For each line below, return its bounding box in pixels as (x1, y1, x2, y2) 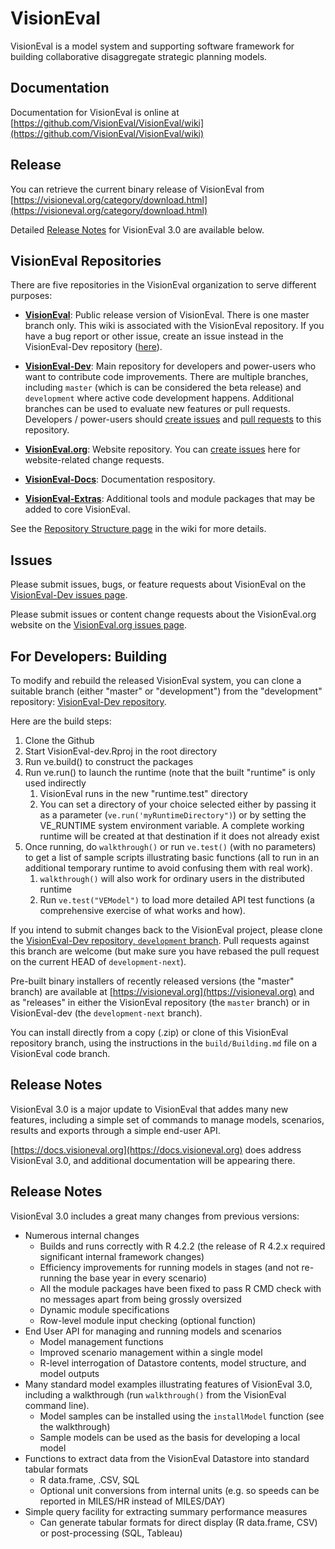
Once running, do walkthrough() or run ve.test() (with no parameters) (24, 841, 317, 852)
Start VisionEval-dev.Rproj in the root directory (24, 745, 218, 757)
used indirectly (24, 777, 87, 789)
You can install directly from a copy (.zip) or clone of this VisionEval (10, 1027, 289, 1038)
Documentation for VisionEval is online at (10, 106, 180, 118)
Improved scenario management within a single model (39, 1346, 263, 1358)
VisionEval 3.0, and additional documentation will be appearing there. (10, 1154, 296, 1166)
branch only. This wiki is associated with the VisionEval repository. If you (24, 320, 325, 332)
